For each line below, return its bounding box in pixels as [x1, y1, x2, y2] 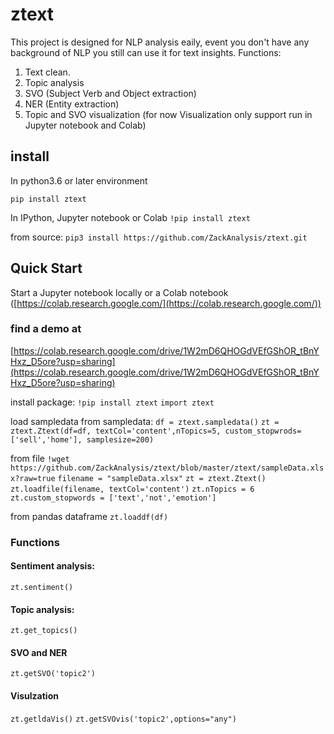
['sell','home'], [10, 434, 83, 445]
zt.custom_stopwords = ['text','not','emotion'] [10, 493, 217, 503]
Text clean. [24, 66, 71, 78]
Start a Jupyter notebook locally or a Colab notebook [10, 286, 229, 298]
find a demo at [10, 322, 82, 336]
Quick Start [10, 260, 83, 277]
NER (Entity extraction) [24, 98, 120, 110]
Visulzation [10, 689, 59, 702]
